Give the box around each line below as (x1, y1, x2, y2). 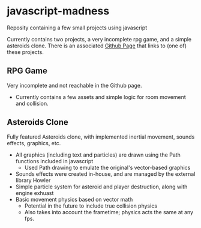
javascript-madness (7, 4, 110, 18)
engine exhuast (15, 189, 54, 196)
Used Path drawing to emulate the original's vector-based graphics (24, 164, 191, 171)
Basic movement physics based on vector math (15, 196, 133, 203)
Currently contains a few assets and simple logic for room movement (15, 93, 186, 100)
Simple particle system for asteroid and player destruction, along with (15, 183, 188, 190)
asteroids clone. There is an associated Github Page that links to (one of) (7, 42, 187, 49)
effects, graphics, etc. (7, 139, 61, 146)
